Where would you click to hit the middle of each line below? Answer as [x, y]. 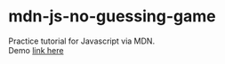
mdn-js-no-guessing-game [112, 16]
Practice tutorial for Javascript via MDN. [82, 41]
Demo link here [36, 50]
